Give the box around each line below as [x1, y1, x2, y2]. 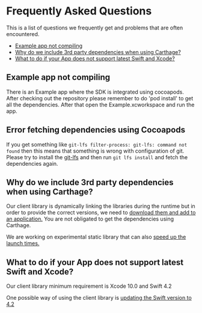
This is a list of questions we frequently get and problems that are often [6, 24, 183, 31]
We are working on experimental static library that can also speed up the [6, 233, 186, 241]
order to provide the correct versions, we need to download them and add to [6, 209, 196, 216]
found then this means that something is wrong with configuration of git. [6, 147, 185, 154]
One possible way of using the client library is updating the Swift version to [6, 294, 192, 302]
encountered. [6, 30, 40, 37]
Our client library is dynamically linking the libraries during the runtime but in [6, 202, 195, 210]
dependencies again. [6, 160, 58, 167]
